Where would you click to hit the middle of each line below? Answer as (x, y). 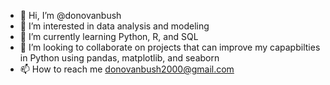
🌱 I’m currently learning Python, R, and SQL (109, 36)
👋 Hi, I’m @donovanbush (70, 15)
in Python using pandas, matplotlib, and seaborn (119, 58)
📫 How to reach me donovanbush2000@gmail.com (127, 69)
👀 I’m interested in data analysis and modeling (114, 26)
